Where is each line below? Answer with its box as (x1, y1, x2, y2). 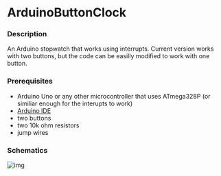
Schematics (7, 145, 48, 155)
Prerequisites (7, 77, 53, 86)
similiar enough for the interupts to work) (16, 99, 133, 108)
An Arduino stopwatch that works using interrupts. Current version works (7, 45, 214, 53)
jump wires (16, 128, 49, 136)
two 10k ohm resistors (16, 121, 80, 129)
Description (7, 29, 47, 39)
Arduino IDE (16, 106, 51, 114)
